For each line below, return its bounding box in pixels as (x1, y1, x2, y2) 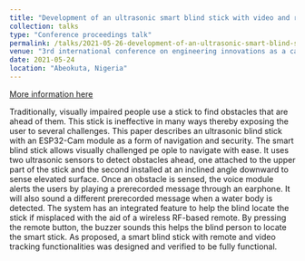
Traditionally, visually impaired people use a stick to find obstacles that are (9, 106, 289, 117)
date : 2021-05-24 (9, 55, 75, 64)
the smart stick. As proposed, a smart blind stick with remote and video (9, 231, 277, 242)
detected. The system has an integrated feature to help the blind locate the (9, 202, 290, 213)
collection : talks (9, 22, 79, 31)
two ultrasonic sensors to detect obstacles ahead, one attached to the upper (9, 154, 296, 165)
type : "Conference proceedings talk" (9, 30, 152, 39)
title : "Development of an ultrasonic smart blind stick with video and (9, 13, 290, 23)
